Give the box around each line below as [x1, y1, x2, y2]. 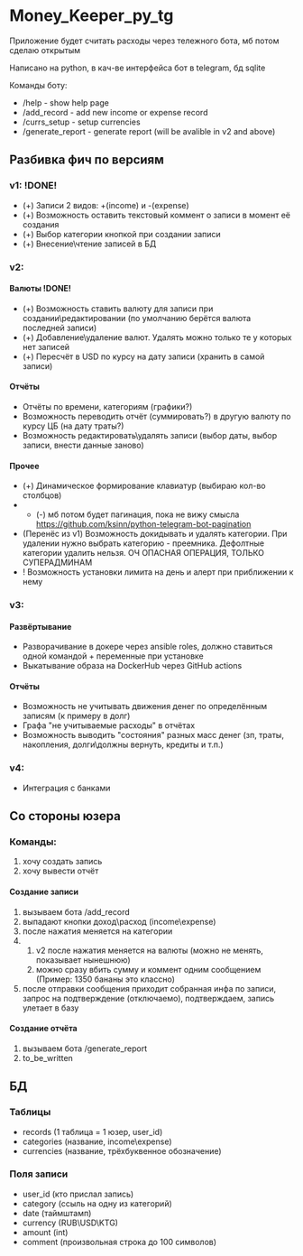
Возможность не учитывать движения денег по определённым [22, 701, 268, 712]
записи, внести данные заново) [22, 439, 144, 450]
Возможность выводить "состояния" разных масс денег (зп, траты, [22, 730, 284, 741]
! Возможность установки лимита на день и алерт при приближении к [22, 567, 294, 577]
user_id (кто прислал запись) [22, 1188, 134, 1199]
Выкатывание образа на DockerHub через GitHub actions [22, 660, 243, 671]
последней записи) [22, 322, 97, 333]
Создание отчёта [9, 1023, 78, 1034]
